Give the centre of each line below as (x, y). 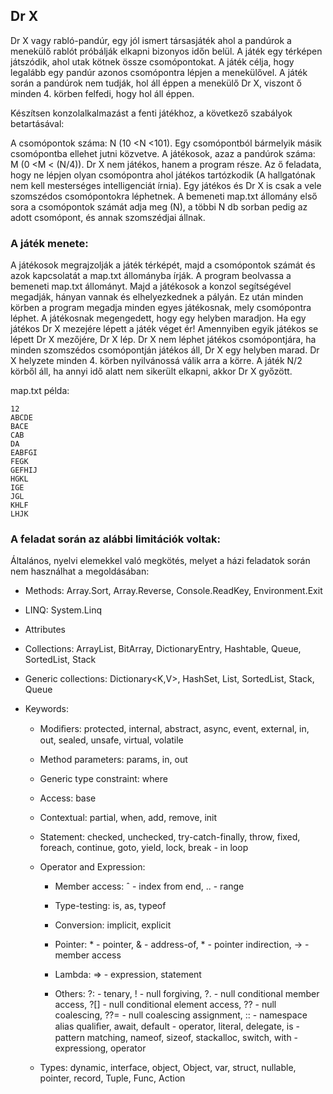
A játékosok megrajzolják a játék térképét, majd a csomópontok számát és (163, 265)
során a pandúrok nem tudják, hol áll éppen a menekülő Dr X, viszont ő (156, 83)
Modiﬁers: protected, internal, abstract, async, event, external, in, (174, 729)
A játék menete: (49, 243)
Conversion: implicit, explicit (113, 925)
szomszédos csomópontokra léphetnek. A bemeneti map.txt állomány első (164, 196)
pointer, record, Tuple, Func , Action (112, 1078)
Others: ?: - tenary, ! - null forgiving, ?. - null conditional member (187, 994)
